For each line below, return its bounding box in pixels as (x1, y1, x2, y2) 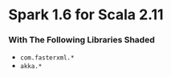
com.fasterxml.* (19, 54, 75, 62)
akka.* (19, 63, 43, 71)
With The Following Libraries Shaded (8, 34, 155, 46)
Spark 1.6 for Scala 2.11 (8, 6, 164, 24)
